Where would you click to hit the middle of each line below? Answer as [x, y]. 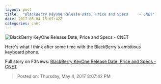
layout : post [18, 10]
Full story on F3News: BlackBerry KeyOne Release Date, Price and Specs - [80, 61]
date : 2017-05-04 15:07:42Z [34, 19]
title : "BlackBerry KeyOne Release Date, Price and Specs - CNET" [80, 14]
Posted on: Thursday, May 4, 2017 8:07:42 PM [64, 76]
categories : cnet [23, 23]
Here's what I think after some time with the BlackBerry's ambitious [73, 47]
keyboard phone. [22, 52]
